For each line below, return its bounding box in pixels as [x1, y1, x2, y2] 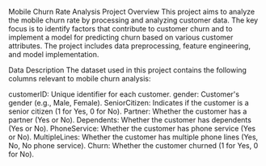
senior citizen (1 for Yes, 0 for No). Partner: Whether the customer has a [8, 106, 247, 116]
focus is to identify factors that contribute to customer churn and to [8, 24, 233, 33]
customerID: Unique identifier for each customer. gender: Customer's [8, 89, 240, 99]
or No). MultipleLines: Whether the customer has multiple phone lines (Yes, [8, 132, 259, 142]
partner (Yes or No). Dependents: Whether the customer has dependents [8, 115, 252, 124]
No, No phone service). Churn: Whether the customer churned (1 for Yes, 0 [8, 141, 259, 150]
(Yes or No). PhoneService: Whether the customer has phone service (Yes [8, 124, 256, 133]
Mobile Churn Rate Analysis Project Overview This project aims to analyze [8, 7, 255, 16]
